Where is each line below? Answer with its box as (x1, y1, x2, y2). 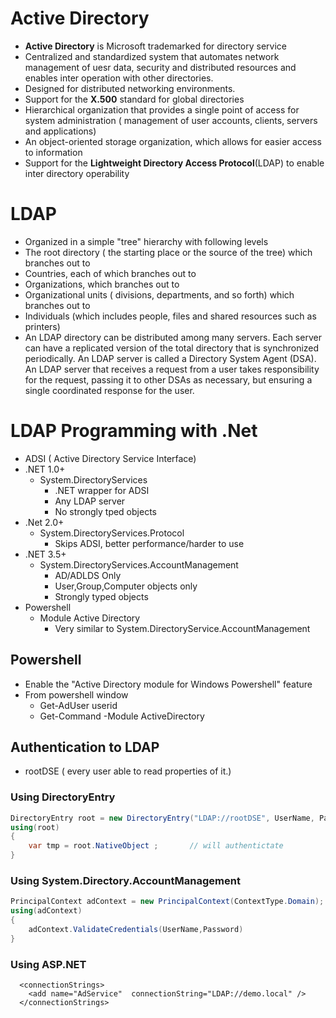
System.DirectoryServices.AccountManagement (39, 558, 239, 571)
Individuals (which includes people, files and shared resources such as (24, 310, 317, 322)
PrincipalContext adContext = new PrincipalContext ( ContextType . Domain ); (10, 897, 325, 907)
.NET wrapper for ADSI (54, 484, 150, 496)
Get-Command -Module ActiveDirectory (39, 710, 205, 722)
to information (24, 146, 83, 158)
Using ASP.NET (10, 957, 87, 971)
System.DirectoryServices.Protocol (39, 527, 185, 539)
